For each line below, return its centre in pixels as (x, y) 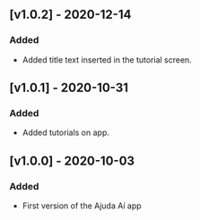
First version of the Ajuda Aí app (82, 206)
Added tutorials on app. (65, 132)
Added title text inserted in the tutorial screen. (107, 59)
